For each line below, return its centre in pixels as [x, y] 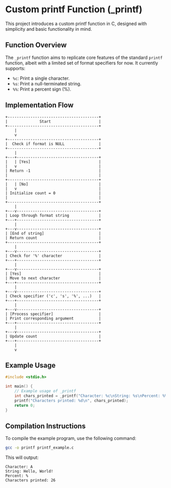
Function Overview [36, 45]
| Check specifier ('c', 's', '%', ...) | [53, 296]
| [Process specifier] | [53, 314]
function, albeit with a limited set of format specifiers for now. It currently [82, 63]
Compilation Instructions [46, 426]
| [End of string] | [53, 233]
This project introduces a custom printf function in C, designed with [76, 24]
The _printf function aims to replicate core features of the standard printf [84, 57]
